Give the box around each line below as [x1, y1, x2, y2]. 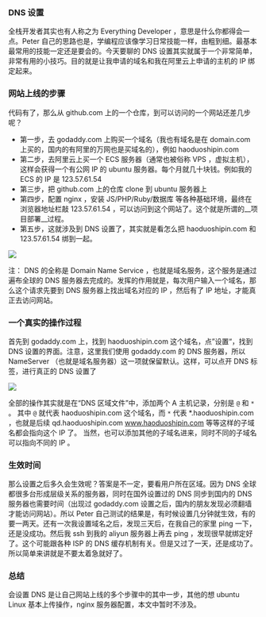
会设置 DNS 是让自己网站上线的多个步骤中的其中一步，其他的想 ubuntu [8, 590, 240, 600]
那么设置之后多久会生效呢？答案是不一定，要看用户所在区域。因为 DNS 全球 [8, 479, 256, 489]
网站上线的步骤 [8, 88, 66, 99]
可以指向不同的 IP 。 [8, 438, 75, 447]
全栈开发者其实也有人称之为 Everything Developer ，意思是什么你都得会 [8, 26, 244, 37]
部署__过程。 [26, 214, 69, 223]
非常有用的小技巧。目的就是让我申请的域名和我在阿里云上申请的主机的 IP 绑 [8, 56, 256, 66]
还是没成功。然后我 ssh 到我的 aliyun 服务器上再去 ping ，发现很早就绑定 [8, 529, 246, 538]
